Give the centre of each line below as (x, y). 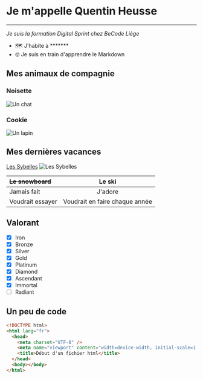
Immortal (26, 285)
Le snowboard (30, 181)
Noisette (19, 91)
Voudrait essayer (33, 201)
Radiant (24, 292)
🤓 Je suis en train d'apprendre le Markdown (70, 54)
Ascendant (28, 278)
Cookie (17, 120)
